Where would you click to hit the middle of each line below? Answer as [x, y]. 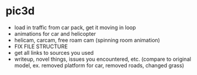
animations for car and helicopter [55, 33]
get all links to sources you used [54, 52]
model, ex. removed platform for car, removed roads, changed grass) [99, 65]
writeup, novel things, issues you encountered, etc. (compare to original [103, 59]
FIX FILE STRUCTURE [41, 46]
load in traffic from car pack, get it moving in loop [75, 27]
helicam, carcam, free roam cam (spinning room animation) [87, 40]
